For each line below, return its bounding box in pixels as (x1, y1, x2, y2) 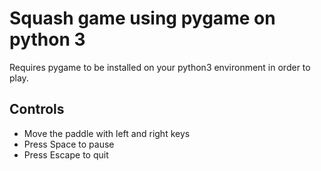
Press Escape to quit (23, 148, 109, 161)
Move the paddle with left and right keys (23, 127, 191, 139)
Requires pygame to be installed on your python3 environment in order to (9, 61, 311, 73)
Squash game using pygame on (9, 7, 276, 30)
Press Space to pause (23, 138, 115, 150)
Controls (9, 101, 65, 118)
